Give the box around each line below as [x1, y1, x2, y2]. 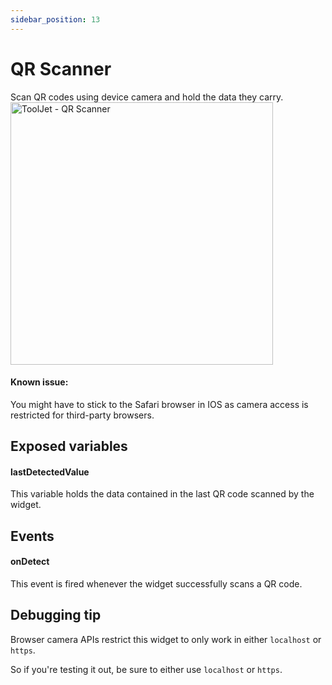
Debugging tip [10, 607, 102, 624]
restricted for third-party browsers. [10, 409, 155, 421]
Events [10, 527, 55, 545]
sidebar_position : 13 [10, 14, 101, 25]
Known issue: [10, 376, 69, 388]
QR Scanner [10, 57, 112, 80]
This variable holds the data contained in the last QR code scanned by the [10, 488, 315, 500]
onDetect [10, 556, 50, 568]
